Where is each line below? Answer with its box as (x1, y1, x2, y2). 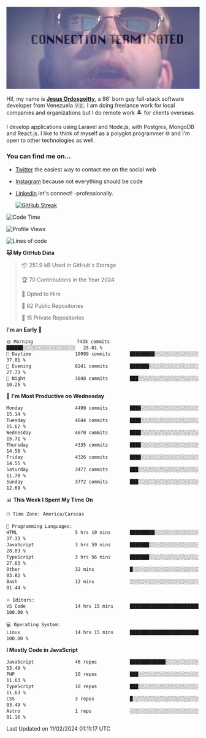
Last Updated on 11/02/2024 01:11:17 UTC (6, 725, 111, 732)
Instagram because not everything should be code (15, 178, 143, 185)
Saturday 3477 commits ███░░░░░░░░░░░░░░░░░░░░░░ (6, 466, 199, 473)
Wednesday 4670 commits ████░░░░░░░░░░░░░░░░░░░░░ (6, 430, 199, 436)
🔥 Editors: (6, 597, 35, 603)
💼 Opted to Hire (21, 290, 61, 298)
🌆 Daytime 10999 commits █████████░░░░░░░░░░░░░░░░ (6, 351, 199, 357)
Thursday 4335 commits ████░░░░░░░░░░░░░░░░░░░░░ (6, 442, 199, 449)
